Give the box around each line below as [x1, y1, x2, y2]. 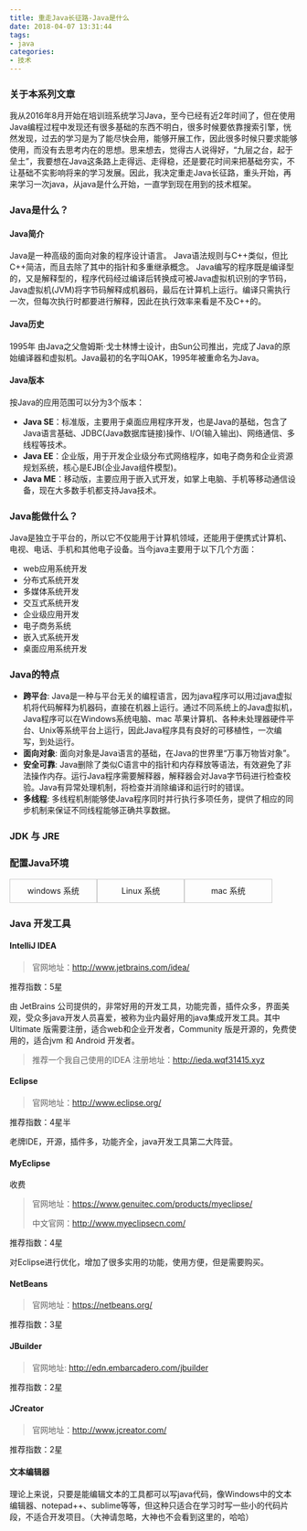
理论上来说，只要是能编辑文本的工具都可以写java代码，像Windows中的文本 [9, 1488, 292, 1499]
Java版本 [9, 375, 45, 386]
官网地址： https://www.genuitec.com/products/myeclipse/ [31, 1198, 253, 1209]
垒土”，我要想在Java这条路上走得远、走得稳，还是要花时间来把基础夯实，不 [9, 156, 295, 167]
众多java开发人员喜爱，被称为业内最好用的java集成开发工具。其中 [33, 1012, 281, 1023]
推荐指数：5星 [9, 981, 63, 992]
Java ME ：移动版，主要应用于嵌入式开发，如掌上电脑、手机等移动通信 [22, 473, 289, 484]
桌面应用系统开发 [22, 643, 88, 654]
